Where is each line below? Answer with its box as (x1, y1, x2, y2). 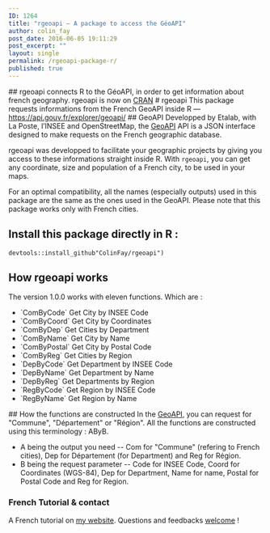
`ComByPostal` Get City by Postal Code (19, 342, 152, 352)
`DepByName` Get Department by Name (19, 368, 154, 378)
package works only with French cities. (8, 204, 139, 214)
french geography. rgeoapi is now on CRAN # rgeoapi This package (8, 95, 234, 105)
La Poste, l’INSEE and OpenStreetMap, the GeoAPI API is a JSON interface (8, 121, 256, 130)
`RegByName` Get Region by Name (19, 394, 137, 404)
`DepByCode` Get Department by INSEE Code (19, 359, 173, 369)
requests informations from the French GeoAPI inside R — (8, 104, 200, 113)
